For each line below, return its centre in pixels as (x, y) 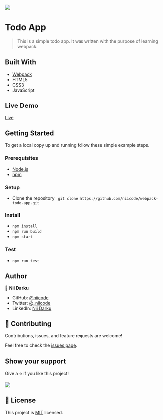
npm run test (26, 261)
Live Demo (22, 106)
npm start (23, 237)
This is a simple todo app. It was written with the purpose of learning (87, 41)
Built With (21, 62)
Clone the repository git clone (45, 198)
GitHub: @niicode (30, 298)
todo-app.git (26, 203)
